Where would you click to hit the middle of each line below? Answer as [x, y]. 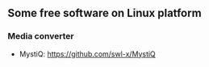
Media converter [41, 36]
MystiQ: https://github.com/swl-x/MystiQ [88, 54]
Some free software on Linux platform [105, 13]
